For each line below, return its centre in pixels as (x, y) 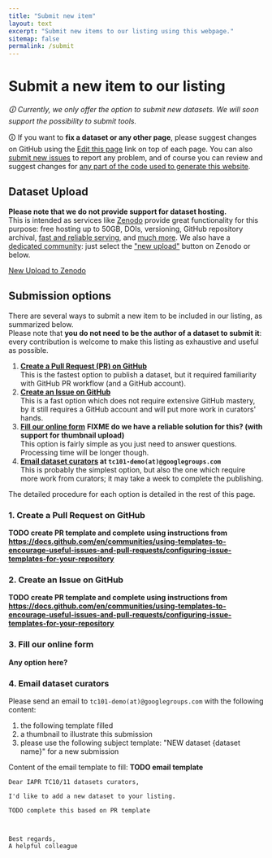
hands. (32, 418)
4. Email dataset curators (59, 683)
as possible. (28, 350)
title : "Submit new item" (52, 16)
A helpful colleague (43, 846)
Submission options (60, 296)
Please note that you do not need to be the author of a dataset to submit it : (135, 333)
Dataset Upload (49, 192)
